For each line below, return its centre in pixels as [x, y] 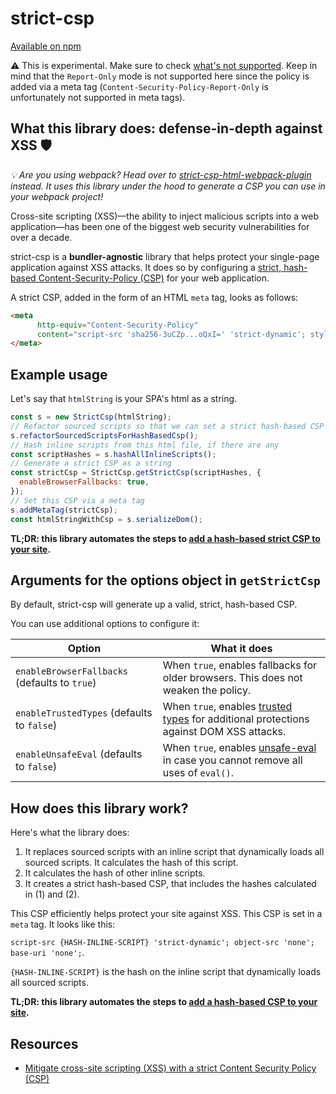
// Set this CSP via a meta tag [77, 500]
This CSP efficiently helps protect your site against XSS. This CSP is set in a [166, 914]
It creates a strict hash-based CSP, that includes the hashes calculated [170, 884]
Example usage [59, 374]
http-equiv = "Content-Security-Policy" [117, 325]
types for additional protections [236, 719]
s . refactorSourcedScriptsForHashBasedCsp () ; [104, 435]
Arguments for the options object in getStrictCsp [165, 580]
